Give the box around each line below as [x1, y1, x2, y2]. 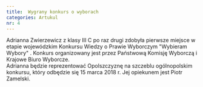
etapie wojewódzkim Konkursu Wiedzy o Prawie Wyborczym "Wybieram [6, 43, 188, 50]
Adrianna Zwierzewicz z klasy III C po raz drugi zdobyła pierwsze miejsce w [6, 37, 196, 44]
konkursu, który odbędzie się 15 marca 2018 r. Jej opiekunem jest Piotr [6, 69, 183, 76]
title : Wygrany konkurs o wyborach [6, 8, 99, 15]
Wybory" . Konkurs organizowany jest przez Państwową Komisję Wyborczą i [6, 50, 198, 57]
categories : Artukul [6, 14, 59, 21]
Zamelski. [6, 75, 30, 82]
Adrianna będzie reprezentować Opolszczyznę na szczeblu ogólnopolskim [6, 62, 193, 69]
